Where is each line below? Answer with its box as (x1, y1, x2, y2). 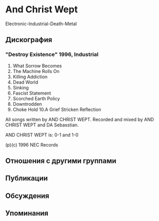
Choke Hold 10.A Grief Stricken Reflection (12, 106, 101, 113)
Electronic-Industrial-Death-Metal (5, 21, 77, 27)
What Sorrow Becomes (12, 63, 62, 69)
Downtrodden (12, 101, 42, 107)
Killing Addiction (12, 73, 48, 80)
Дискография (5, 35, 52, 44)
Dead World (12, 79, 39, 85)
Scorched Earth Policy (12, 95, 60, 101)
